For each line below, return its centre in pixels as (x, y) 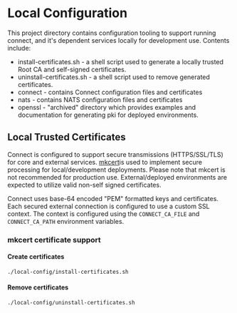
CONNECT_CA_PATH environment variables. (66, 221)
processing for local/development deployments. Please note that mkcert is (116, 170)
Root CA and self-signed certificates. (72, 69)
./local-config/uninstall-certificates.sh (71, 303)
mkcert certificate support (54, 240)
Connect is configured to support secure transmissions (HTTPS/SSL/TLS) (116, 154)
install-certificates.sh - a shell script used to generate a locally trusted (121, 61)
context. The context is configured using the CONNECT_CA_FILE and (104, 214)
